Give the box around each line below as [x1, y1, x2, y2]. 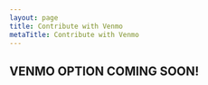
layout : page [9, 13, 59, 23]
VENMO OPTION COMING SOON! [9, 63, 200, 79]
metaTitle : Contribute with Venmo [9, 30, 140, 39]
